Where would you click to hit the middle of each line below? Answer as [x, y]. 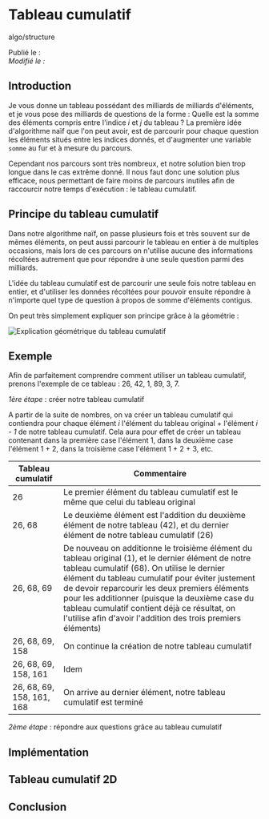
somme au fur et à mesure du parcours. [70, 148]
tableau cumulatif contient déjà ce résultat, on [150, 608]
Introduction [40, 86]
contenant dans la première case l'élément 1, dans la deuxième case [121, 440]
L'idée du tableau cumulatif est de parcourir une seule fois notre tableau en [132, 283]
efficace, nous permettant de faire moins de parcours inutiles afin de [121, 180]
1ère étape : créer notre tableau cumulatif [76, 399]
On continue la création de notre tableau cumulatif [158, 646]
